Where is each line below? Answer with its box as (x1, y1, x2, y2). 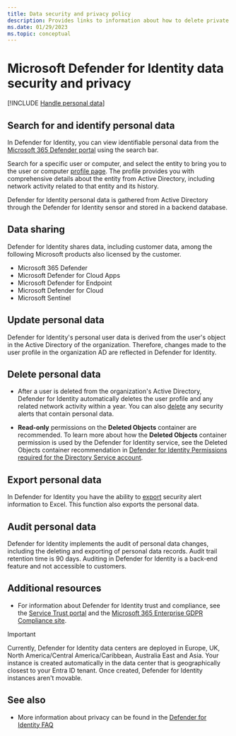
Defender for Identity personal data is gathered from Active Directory (7, 196, 208, 204)
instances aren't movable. (7, 673, 83, 682)
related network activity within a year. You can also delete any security (17, 402, 224, 411)
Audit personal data (7, 520, 97, 532)
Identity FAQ (17, 720, 54, 729)
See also (7, 694, 46, 706)
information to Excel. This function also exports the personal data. (7, 500, 199, 509)
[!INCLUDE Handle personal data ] (7, 99, 105, 107)
